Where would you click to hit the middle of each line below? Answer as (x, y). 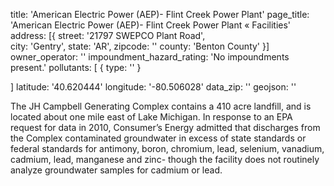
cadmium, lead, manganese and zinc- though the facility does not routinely (165, 159)
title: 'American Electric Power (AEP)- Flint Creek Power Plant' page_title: (160, 14)
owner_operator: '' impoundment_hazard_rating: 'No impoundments (150, 57)
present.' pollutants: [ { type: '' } (76, 67)
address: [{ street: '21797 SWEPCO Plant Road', (108, 35)
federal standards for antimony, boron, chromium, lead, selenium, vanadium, (167, 148)
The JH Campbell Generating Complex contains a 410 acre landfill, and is (161, 106)
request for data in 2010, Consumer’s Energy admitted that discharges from (165, 127)
